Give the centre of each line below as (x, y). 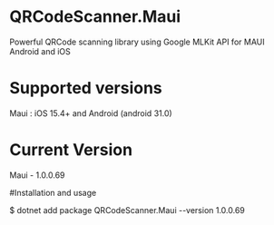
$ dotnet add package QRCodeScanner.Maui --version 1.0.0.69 (127, 210)
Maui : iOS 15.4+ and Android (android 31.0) (91, 113)
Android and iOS (40, 51)
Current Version (71, 150)
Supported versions (86, 88)
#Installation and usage (53, 192)
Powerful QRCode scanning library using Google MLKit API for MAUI (137, 42)
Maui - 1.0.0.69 (37, 175)
